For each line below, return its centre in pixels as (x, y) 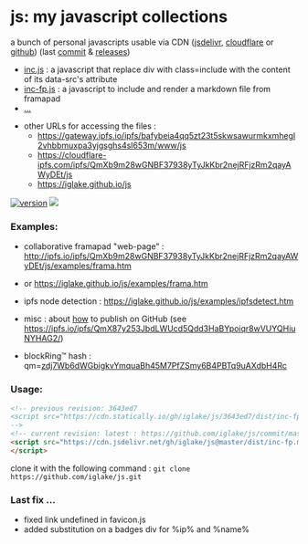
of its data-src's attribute (70, 78)
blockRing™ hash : (58, 356)
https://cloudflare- (72, 155)
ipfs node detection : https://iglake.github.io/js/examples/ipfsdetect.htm (159, 301)
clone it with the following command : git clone (101, 468)
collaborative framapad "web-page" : (94, 246)
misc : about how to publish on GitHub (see (105, 319)
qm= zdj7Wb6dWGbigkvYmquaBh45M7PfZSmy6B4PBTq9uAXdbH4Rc (155, 366)
